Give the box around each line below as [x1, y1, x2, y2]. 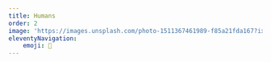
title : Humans [8, 11, 56, 20]
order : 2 [8, 19, 38, 27]
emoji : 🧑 [23, 42, 52, 50]
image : [8, 27, 31, 35]
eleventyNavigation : [8, 34, 78, 43]
